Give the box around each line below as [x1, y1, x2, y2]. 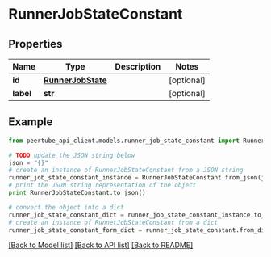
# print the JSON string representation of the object [8, 181, 197, 190]
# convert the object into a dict [8, 203, 125, 211]
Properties [8, 37, 63, 51]
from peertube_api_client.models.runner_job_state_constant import [8, 137, 240, 145]
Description [115, 61, 161, 72]
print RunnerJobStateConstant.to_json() [8, 189, 147, 197]
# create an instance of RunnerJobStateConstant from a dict [8, 218, 219, 226]
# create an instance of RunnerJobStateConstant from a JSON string [8, 166, 244, 175]
